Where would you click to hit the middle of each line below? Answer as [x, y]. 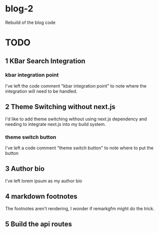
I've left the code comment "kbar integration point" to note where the [76, 86]
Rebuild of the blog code [30, 22]
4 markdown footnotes [41, 196]
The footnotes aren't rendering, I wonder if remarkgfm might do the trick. [80, 208]
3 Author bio [25, 169]
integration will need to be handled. [41, 91]
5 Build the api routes [39, 224]
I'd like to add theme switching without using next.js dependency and [76, 119]
